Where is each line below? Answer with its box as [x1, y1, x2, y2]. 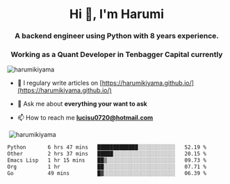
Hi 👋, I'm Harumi [69, 6, 165, 22]
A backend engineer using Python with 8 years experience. [15, 31, 219, 41]
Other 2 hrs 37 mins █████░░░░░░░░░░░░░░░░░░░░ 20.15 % [7, 150, 207, 157]
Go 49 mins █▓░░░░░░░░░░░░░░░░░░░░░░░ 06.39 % [7, 169, 207, 176]
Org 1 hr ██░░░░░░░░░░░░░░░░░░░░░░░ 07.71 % [7, 163, 207, 170]
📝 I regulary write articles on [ [17, 79, 102, 87]
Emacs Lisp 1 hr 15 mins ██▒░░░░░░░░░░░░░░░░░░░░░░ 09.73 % [7, 156, 207, 164]
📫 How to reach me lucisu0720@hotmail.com [17, 114, 154, 122]
